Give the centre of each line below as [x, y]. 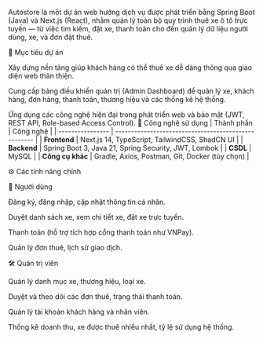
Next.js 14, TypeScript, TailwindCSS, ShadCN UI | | [161, 140]
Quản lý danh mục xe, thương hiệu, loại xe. [77, 281]
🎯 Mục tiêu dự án [36, 52]
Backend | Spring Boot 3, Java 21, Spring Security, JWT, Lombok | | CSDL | [130, 148]
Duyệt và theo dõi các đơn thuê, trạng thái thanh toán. [95, 297]
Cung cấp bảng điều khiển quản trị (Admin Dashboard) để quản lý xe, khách [131, 91]
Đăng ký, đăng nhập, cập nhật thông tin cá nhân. [87, 202]
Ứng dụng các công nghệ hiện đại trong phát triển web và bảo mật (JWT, [126, 115]
